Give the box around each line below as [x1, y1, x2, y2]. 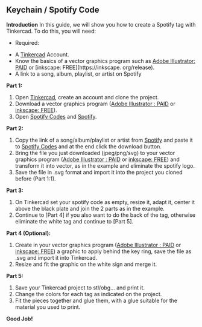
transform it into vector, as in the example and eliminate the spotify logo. [14, 162, 195, 169]
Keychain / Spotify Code [6, 5, 99, 15]
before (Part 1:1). [14, 175, 56, 182]
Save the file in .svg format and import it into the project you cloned [14, 168, 183, 176]
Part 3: [6, 187, 24, 194]
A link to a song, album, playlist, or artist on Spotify [14, 70, 142, 78]
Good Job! [6, 315, 33, 322]
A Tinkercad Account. [14, 51, 69, 58]
